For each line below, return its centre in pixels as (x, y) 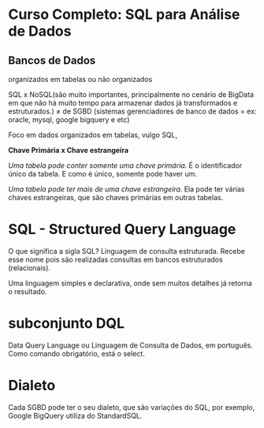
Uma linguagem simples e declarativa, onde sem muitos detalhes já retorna (130, 283)
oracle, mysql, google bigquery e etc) (69, 119)
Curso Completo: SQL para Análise (124, 15)
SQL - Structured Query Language (122, 229)
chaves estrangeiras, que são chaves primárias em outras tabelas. (116, 197)
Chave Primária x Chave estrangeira (68, 150)
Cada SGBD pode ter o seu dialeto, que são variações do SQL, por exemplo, (132, 407)
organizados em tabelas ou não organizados (80, 79)
